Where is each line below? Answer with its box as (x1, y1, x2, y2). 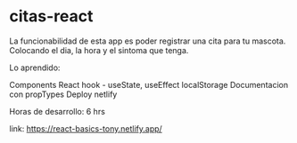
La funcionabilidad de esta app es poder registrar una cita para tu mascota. (9, 36, 286, 46)
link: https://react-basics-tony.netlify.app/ (9, 123, 162, 134)
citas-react (9, 6, 94, 27)
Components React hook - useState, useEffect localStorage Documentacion (9, 79, 288, 90)
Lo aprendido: (9, 62, 61, 73)
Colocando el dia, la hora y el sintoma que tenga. (9, 44, 189, 55)
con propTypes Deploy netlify (9, 89, 118, 99)
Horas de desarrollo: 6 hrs (9, 106, 105, 116)
